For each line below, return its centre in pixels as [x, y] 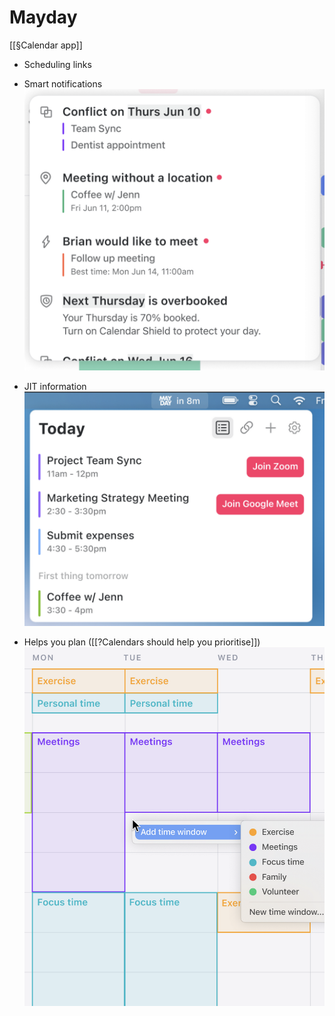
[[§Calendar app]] [46, 45]
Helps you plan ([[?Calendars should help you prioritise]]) [142, 642]
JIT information [55, 387]
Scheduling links [57, 64]
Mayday [43, 17]
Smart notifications [63, 83]
